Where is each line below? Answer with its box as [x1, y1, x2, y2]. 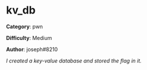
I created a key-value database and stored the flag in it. [6, 57, 142, 64]
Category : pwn [6, 23, 43, 30]
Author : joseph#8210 [6, 45, 58, 53]
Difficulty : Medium [6, 34, 52, 41]
